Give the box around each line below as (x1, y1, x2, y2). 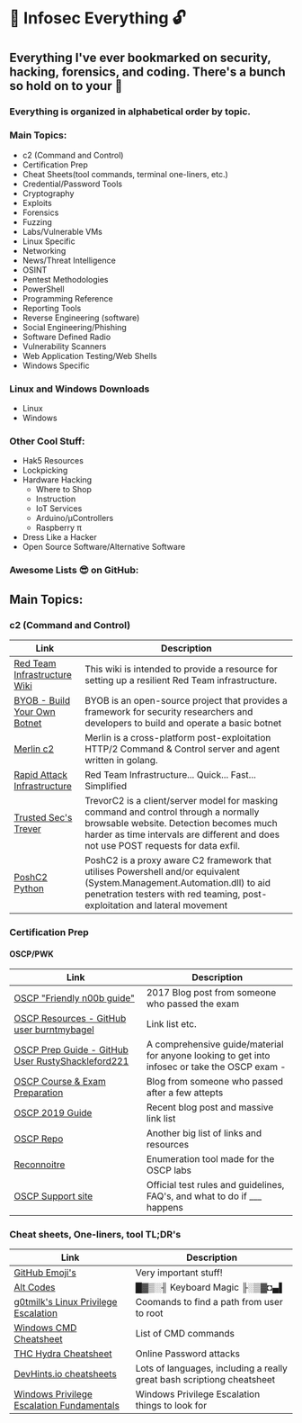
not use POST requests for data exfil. (84, 840, 241, 851)
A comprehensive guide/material (146, 1038, 285, 1050)
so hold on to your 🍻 (9, 78, 123, 94)
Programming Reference (22, 293, 114, 303)
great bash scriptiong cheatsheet (135, 1373, 276, 1386)
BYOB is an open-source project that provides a (84, 695, 288, 707)
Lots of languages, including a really (135, 1362, 288, 1374)
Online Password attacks (135, 1347, 241, 1360)
